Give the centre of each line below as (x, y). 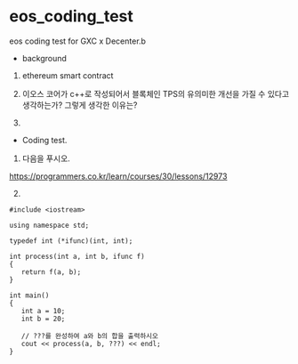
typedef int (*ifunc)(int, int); (71, 241)
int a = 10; (43, 311)
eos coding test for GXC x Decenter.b (78, 41)
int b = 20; (43, 319)
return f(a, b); (51, 272)
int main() (29, 295)
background (44, 58)
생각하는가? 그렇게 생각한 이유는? (80, 105)
